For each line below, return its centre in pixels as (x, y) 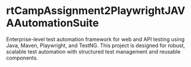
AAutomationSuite (52, 23)
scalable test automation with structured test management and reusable (93, 51)
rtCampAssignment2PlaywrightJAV (96, 11)
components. (22, 58)
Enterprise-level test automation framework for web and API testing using (95, 39)
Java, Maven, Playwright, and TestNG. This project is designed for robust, (96, 45)
